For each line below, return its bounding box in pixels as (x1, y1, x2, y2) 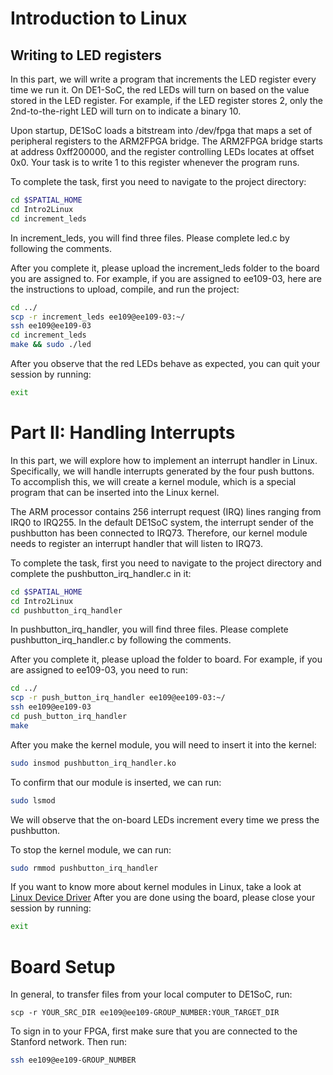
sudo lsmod (10, 795, 56, 806)
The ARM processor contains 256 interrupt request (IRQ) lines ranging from (10, 505, 322, 517)
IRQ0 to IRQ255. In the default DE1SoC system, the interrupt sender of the (10, 516, 315, 528)
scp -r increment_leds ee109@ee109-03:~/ (10, 312, 186, 322)
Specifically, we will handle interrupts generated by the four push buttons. (10, 465, 315, 477)
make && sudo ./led (10, 340, 92, 350)
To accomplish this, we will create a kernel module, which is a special (10, 475, 297, 487)
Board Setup (10, 955, 116, 978)
